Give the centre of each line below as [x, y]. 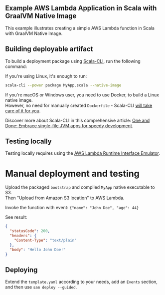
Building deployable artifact [49, 49]
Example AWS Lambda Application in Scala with [81, 8]
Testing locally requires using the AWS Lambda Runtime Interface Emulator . [83, 153]
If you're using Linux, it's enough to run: [46, 76]
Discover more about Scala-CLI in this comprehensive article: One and [78, 120]
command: [16, 66]
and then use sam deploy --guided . [41, 287]
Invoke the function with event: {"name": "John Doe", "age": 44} [72, 208]
